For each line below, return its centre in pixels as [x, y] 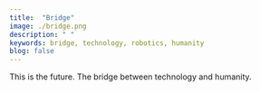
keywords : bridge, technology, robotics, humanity [107, 43]
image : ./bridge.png [48, 26]
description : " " [42, 34]
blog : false [32, 51]
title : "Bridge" [42, 18]
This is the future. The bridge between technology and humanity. [130, 77]
